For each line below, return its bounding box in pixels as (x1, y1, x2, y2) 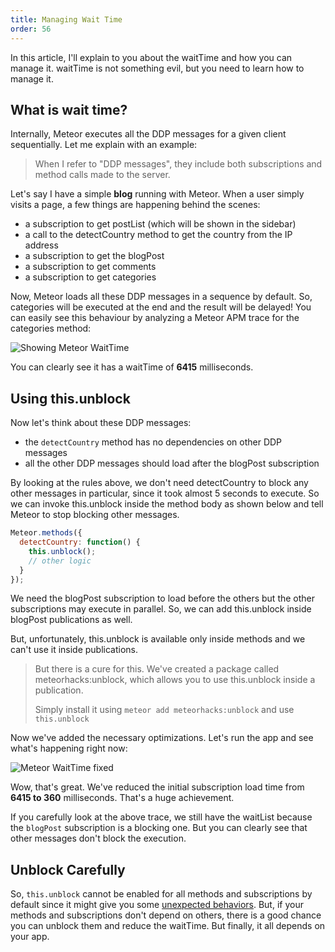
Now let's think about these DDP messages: (10, 417, 192, 429)
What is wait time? (10, 101, 128, 118)
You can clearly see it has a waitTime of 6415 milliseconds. (10, 361, 254, 373)
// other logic (28, 556, 92, 566)
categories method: (10, 322, 92, 335)
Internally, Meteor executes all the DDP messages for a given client (10, 128, 287, 140)
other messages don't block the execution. (10, 832, 187, 845)
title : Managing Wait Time (10, 14, 123, 25)
